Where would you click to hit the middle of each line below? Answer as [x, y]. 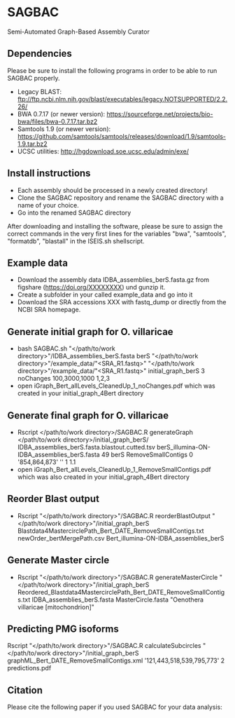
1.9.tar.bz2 [32, 144]
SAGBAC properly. [34, 78]
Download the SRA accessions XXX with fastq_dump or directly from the [122, 302]
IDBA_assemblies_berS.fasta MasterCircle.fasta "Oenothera [118, 600]
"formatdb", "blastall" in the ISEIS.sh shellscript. [76, 241]
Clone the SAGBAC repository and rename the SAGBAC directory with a [120, 198]
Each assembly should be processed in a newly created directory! [112, 190]
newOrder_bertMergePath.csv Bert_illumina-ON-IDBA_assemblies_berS [121, 538]
